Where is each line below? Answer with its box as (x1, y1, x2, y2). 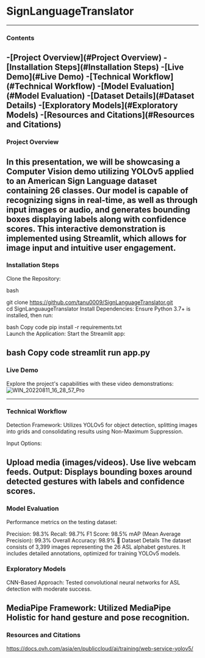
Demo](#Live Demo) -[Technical (6, 72, 131, 82)
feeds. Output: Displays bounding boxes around (6, 467, 192, 478)
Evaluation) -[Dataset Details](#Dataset (40, 91, 195, 102)
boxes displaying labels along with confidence (6, 214, 187, 224)
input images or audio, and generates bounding (6, 204, 190, 215)
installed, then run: (6, 311, 54, 319)
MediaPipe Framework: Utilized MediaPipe (6, 603, 171, 613)
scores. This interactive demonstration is (6, 223, 166, 234)
